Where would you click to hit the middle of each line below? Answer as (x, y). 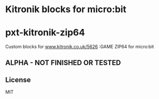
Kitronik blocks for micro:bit (66, 9)
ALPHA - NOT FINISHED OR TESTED (63, 63)
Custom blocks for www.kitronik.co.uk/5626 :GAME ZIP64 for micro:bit (80, 47)
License (18, 80)
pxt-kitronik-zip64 (45, 33)
